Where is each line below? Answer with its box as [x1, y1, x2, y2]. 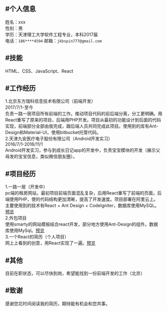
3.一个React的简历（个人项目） [5, 234, 69, 240]
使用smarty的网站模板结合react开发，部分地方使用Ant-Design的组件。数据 [5, 221, 159, 227]
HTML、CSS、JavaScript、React [5, 68, 73, 74]
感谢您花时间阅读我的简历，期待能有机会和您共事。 [5, 300, 110, 306]
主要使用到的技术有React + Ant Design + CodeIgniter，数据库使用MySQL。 [5, 202, 160, 208]
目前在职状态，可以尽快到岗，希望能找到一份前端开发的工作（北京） [5, 270, 145, 276]
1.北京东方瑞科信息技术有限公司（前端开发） [5, 98, 96, 104]
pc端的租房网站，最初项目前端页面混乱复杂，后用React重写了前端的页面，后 [5, 190, 162, 196]
